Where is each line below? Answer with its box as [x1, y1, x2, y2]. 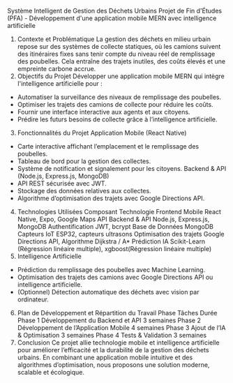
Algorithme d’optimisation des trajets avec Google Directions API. [17, 194, 205, 202]
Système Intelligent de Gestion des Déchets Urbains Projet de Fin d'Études [7, 7, 222, 15]
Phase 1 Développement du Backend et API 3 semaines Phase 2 [17, 316, 201, 324]
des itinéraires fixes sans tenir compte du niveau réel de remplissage [17, 50, 216, 58]
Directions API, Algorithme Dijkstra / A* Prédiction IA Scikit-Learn [17, 237, 206, 246]
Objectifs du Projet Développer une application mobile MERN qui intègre [17, 72, 225, 80]
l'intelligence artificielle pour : [17, 80, 103, 87]
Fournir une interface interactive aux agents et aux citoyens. [17, 108, 190, 116]
